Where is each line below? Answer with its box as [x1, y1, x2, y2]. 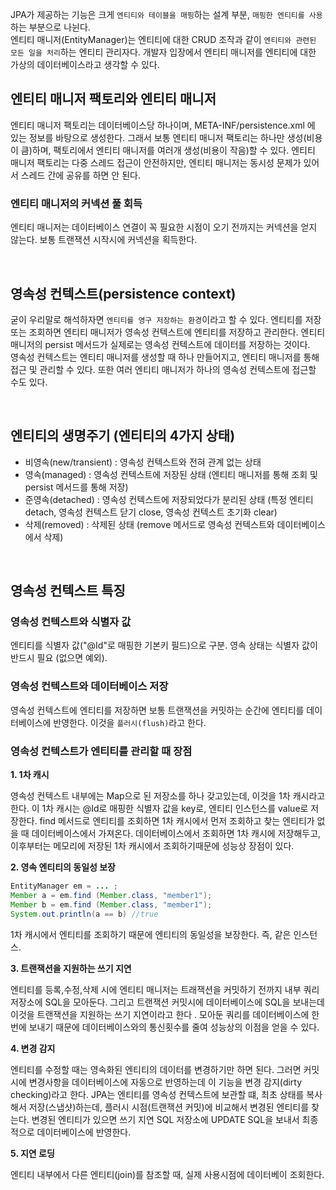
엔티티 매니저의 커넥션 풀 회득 [10, 196, 143, 210]
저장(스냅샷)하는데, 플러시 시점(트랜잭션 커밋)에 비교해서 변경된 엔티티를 [28, 1101, 310, 1113]
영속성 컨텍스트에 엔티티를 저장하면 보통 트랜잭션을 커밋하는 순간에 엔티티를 [10, 704, 305, 716]
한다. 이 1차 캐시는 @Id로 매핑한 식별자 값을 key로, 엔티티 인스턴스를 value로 [10, 803, 309, 815]
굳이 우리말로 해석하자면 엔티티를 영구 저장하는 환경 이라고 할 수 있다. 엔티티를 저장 [10, 313, 322, 325]
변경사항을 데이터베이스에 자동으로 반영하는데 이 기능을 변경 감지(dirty [28, 1076, 303, 1088]
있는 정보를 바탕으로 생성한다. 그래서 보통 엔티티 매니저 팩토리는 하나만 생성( [10, 131, 307, 143]
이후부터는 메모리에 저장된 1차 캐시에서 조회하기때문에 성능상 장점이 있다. [10, 840, 295, 852]
